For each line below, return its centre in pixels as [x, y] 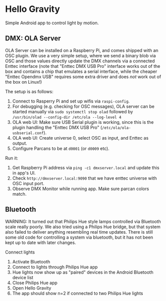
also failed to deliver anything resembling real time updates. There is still [79, 232]
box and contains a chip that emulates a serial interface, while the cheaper [81, 71]
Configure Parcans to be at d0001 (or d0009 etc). [61, 148]
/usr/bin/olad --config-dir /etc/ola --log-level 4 [67, 117]
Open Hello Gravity [32, 288]
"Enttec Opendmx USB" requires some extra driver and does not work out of [83, 76]
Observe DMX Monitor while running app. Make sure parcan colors [81, 189]
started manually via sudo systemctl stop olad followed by [73, 111]
